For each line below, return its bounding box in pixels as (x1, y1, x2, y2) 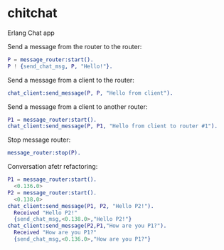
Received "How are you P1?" (14, 229, 97, 236)
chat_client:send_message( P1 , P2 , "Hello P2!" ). (7, 202, 154, 209)
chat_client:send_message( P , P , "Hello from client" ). (7, 89, 174, 97)
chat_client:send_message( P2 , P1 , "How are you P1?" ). (7, 222, 167, 229)
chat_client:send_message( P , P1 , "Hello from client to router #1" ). (7, 123, 218, 130)
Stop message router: (7, 135, 71, 144)
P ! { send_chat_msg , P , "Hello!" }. (7, 63, 113, 70)
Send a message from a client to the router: (7, 75, 135, 84)
